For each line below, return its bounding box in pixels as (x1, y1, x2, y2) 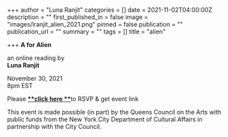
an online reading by (7, 54, 65, 62)
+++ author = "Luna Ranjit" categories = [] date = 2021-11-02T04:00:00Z (7, 6, 213, 14)
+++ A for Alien (7, 41, 52, 48)
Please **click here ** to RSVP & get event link (7, 95, 139, 103)
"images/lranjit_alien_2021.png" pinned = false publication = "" (7, 20, 183, 28)
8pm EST (7, 82, 33, 89)
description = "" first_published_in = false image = (7, 13, 149, 21)
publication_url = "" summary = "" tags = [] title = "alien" (7, 27, 166, 35)
